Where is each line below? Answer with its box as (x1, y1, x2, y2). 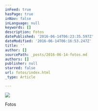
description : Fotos (5, 30, 44, 34)
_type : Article (5, 75, 36, 79)
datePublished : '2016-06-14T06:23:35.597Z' (5, 34, 94, 39)
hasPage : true (5, 12, 34, 16)
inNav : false (5, 16, 31, 21)
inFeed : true (5, 7, 31, 12)
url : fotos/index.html (5, 70, 51, 75)
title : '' (5, 43, 25, 48)
